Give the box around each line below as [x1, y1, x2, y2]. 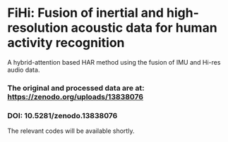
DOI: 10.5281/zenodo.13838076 [7, 110, 118, 120]
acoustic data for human [71, 20, 217, 36]
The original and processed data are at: [7, 83, 145, 93]
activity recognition [7, 35, 125, 51]
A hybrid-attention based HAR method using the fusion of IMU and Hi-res [7, 58, 221, 66]
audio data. [7, 65, 40, 74]
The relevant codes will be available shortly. [7, 127, 135, 135]
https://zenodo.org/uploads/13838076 [7, 91, 143, 101]
